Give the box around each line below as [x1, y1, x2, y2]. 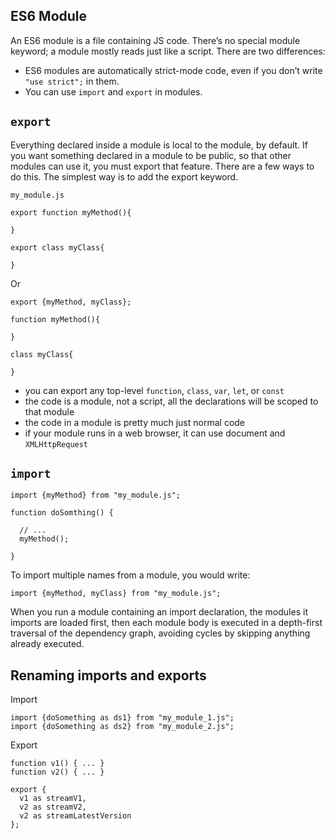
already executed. [10, 638, 85, 650]
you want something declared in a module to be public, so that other [10, 149, 292, 161]
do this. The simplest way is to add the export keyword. [10, 170, 239, 183]
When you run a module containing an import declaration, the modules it [10, 606, 308, 618]
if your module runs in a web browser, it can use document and [24, 427, 286, 439]
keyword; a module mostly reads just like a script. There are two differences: [10, 45, 326, 57]
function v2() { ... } [10, 767, 105, 778]
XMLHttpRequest [24, 439, 89, 449]
